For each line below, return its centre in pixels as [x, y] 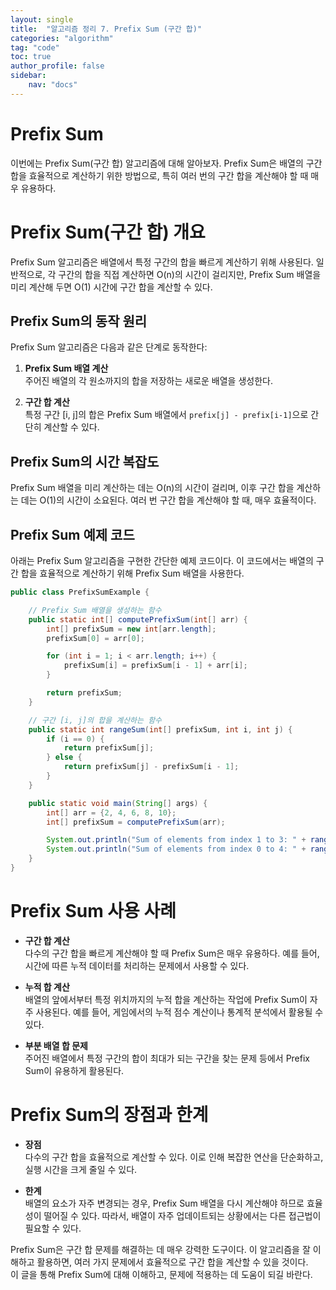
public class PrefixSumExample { [80, 592]
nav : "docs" [53, 85]
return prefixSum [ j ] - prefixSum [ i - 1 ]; [151, 767]
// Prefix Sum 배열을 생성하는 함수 [95, 610]
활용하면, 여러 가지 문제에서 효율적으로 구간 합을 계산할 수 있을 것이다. [172, 1262]
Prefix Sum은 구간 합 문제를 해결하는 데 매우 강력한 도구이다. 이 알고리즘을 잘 [160, 1249]
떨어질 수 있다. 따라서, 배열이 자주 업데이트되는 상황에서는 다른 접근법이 [182, 1215]
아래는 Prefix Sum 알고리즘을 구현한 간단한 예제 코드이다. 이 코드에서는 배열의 [162, 561]
